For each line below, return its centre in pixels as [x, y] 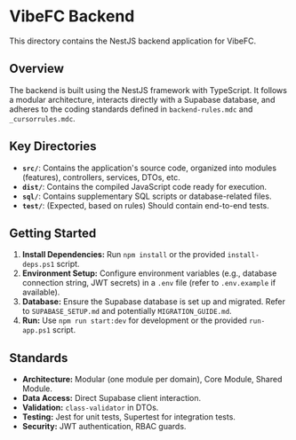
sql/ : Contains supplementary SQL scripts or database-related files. [147, 196]
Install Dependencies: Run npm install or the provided [124, 255]
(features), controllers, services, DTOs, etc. [101, 177]
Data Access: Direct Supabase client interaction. [112, 398]
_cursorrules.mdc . [42, 118]
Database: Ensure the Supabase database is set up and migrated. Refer [154, 302]
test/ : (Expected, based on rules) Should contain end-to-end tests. [145, 205]
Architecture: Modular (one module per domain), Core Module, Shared [152, 380]
